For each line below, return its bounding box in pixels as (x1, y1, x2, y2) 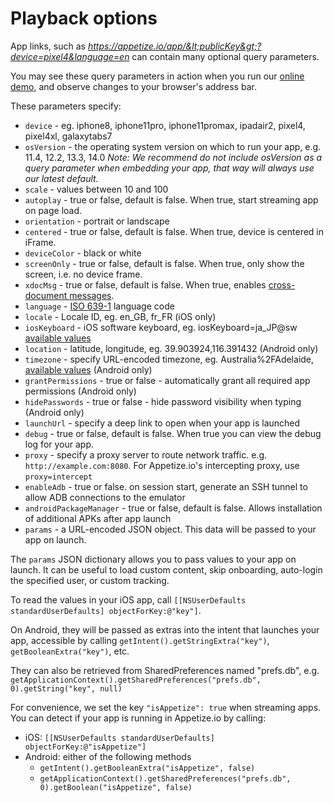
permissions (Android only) (24, 385, 137, 397)
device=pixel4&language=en (10, 50, 130, 62)
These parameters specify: (10, 100, 122, 112)
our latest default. (24, 172, 99, 184)
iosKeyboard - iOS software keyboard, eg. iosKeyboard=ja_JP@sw (24, 321, 298, 333)
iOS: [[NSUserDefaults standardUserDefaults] (24, 731, 215, 743)
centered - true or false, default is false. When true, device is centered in (24, 225, 325, 237)
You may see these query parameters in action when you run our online (10, 70, 305, 82)
